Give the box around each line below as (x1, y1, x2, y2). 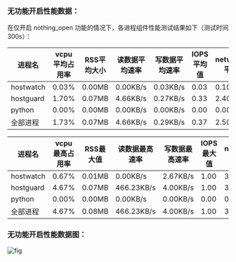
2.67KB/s (162, 171, 195, 181)
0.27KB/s (153, 93, 185, 103)
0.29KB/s (153, 117, 185, 127)
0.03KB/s (153, 82, 185, 92)
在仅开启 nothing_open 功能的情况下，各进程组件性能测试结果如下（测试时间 (7, 23, 229, 32)
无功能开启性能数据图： (7, 230, 86, 240)
